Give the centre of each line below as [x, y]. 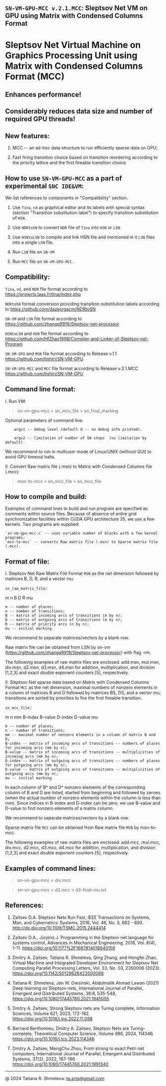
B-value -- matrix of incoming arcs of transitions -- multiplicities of [83, 752]
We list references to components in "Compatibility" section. [67, 198]
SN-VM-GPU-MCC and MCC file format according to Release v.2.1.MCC [72, 368]
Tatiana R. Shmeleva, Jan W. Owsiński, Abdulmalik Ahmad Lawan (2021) [85, 983]
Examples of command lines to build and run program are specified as [77, 508]
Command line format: [40, 389]
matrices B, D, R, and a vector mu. [40, 579]
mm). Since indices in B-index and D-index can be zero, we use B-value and [83, 803]
